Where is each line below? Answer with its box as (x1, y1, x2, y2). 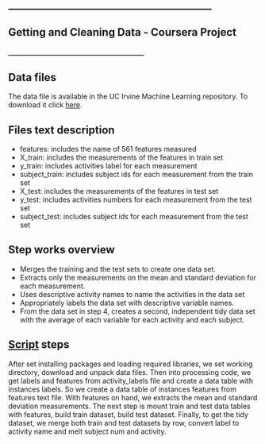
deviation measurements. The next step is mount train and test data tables (8, 401, 252, 411)
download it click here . (8, 100, 83, 110)
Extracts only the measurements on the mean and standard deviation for (19, 272, 256, 282)
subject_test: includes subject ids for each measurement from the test (19, 212, 248, 221)
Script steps (8, 338, 70, 352)
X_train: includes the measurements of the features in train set (19, 153, 224, 162)
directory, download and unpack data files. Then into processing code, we (8, 367, 252, 376)
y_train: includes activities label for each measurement (19, 161, 198, 170)
